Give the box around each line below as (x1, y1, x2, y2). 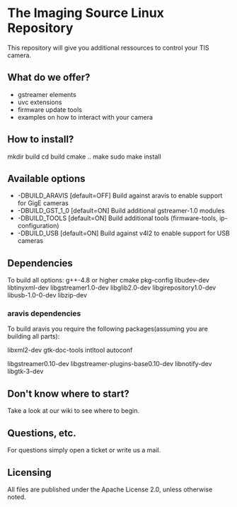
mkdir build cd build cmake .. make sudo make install (7, 152, 161, 161)
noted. (7, 492, 26, 501)
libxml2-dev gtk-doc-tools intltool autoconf (7, 346, 133, 355)
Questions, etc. (7, 427, 76, 439)
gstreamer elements (17, 90, 76, 98)
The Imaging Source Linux (7, 5, 165, 21)
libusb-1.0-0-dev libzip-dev (7, 291, 87, 300)
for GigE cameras (17, 199, 69, 207)
